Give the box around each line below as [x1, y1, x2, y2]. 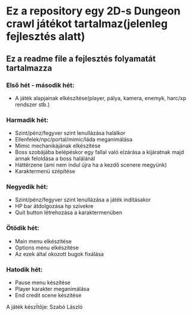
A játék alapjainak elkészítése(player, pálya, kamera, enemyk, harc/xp [14, 94, 187, 101]
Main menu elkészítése [14, 237, 72, 245]
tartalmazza [6, 63, 53, 73]
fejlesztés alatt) [6, 30, 86, 43]
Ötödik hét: [6, 224, 39, 232]
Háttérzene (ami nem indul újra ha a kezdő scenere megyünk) [14, 161, 167, 168]
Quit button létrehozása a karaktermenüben [14, 209, 123, 216]
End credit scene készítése [14, 292, 82, 299]
